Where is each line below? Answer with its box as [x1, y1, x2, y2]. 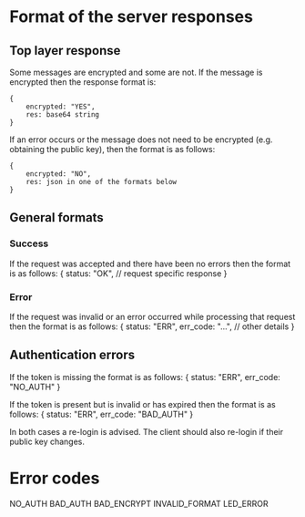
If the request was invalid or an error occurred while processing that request [9, 311, 296, 322]
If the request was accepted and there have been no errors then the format [9, 258, 291, 269]
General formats [9, 210, 105, 225]
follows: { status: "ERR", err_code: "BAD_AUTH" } [9, 408, 194, 419]
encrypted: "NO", [25, 170, 92, 179]
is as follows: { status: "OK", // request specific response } [9, 267, 228, 279]
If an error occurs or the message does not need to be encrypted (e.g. [9, 134, 273, 145]
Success [9, 237, 49, 250]
